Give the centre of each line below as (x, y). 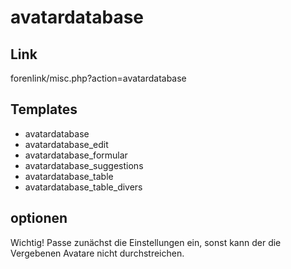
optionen (39, 218)
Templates (44, 109)
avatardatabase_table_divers (83, 187)
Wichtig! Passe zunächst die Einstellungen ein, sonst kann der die (146, 242)
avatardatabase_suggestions (84, 165)
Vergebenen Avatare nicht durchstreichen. (97, 253)
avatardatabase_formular (76, 155)
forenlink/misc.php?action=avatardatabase (98, 78)
